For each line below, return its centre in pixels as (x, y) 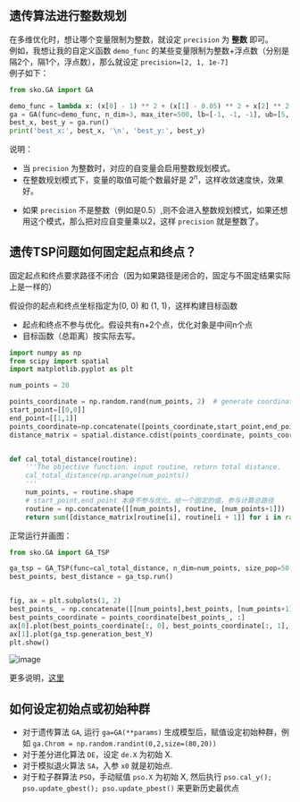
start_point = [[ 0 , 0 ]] (48, 410)
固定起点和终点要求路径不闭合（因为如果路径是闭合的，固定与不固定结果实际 (150, 275)
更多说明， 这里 (37, 678)
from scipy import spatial (59, 361)
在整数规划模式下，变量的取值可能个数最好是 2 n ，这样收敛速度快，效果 (153, 179)
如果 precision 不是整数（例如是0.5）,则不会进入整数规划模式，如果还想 (155, 209)
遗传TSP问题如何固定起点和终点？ (103, 252)
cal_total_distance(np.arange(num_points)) (108, 476)
